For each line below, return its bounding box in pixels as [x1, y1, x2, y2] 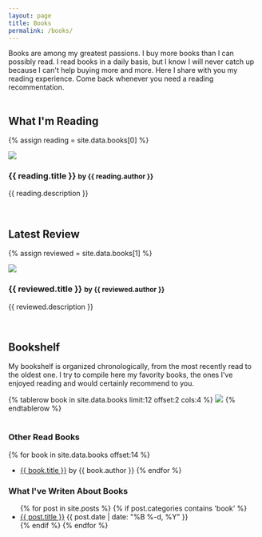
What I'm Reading [8, 114, 99, 128]
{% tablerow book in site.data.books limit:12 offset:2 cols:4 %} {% [8, 395, 236, 405]
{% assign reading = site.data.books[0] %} [8, 135, 149, 145]
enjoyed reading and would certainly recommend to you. [8, 379, 194, 388]
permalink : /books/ [8, 26, 73, 34]
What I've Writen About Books [8, 485, 129, 496]
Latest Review [8, 227, 80, 241]
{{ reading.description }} [8, 189, 89, 198]
